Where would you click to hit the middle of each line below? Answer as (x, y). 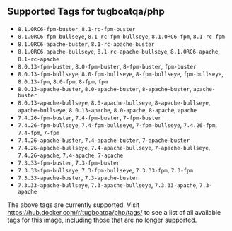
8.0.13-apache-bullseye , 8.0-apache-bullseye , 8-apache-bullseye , (114, 102)
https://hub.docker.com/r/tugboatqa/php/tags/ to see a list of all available (114, 212)
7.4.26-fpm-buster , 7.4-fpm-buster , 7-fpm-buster (89, 117)
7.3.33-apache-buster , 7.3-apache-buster (78, 177)
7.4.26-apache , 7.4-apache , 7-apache (70, 155)
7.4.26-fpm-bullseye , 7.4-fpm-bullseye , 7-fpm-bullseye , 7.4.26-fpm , (117, 125)
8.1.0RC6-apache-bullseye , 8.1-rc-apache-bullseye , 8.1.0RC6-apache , (119, 51)
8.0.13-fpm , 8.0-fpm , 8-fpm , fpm (63, 81)
